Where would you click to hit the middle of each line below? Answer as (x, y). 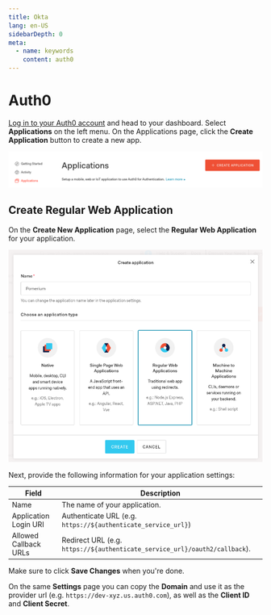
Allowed (25, 536)
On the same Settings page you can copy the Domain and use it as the (126, 586)
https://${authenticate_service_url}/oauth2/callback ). (156, 548)
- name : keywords (45, 51)
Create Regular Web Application (91, 210)
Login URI (28, 525)
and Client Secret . (39, 603)
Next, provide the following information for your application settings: (122, 475)
